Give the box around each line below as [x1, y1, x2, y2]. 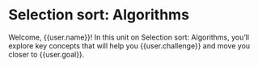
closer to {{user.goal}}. [8, 49, 85, 59]
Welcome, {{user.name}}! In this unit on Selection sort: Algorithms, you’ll [8, 32, 249, 42]
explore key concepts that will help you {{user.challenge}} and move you [8, 40, 251, 50]
